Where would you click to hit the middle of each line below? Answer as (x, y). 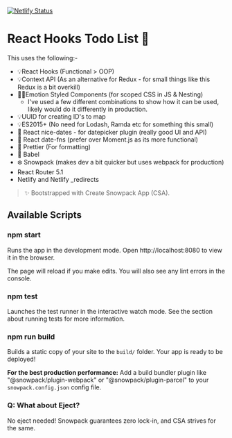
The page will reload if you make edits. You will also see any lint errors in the (116, 271)
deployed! (21, 359)
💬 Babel (28, 154)
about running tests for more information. (66, 319)
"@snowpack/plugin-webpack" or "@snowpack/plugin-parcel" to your (108, 380)
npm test (23, 296)
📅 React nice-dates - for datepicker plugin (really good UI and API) (112, 132)
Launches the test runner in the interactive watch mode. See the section (110, 311)
